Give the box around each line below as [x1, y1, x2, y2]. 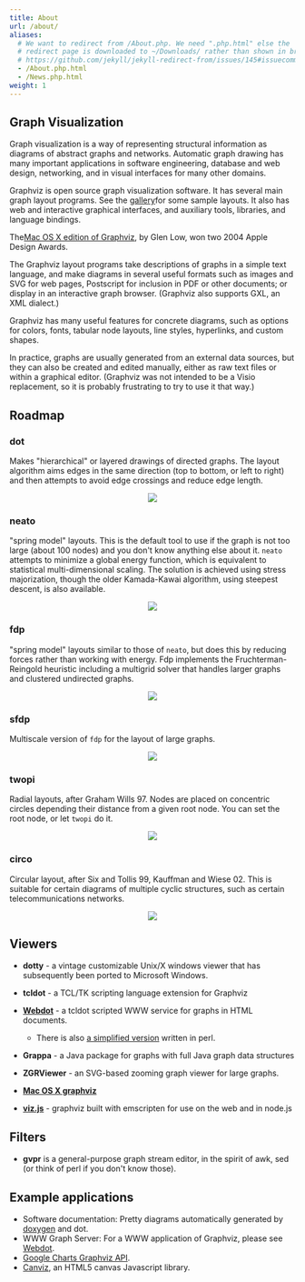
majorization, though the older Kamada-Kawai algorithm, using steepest [9, 574, 279, 585]
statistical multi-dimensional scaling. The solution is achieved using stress [9, 565, 287, 576]
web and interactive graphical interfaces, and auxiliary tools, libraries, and [9, 205, 286, 215]
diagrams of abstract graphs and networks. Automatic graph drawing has [9, 148, 284, 159]
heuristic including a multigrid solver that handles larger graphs [44, 663, 281, 674]
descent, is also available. [9, 584, 106, 595]
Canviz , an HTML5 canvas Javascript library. [22, 1262, 191, 1273]
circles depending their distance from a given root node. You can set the [9, 804, 280, 815]
